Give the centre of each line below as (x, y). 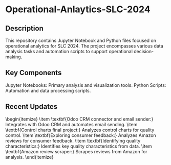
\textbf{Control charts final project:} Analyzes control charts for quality (80, 130)
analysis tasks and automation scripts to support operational (69, 51)
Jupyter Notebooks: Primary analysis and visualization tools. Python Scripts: (86, 85)
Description (24, 28)
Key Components (34, 73)
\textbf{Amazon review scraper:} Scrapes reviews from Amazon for (76, 151)
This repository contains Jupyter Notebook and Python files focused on (81, 40)
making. (14, 57)
